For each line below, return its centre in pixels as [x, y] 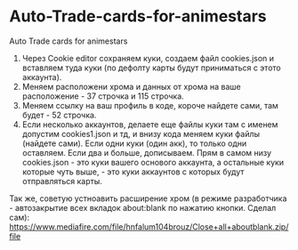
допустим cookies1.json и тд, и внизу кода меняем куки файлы [141, 133]
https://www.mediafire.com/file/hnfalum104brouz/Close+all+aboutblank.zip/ [149, 226]
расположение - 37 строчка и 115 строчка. [103, 96]
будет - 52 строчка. [59, 115]
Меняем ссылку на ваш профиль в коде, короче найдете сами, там [150, 105]
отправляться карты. [62, 181]
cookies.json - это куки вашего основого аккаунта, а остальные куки [153, 162]
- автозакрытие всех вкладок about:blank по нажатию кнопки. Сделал [143, 207]
